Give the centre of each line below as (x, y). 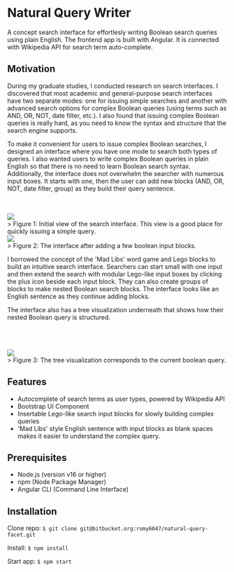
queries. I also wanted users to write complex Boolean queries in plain (108, 159)
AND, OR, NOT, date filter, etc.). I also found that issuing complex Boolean (114, 115)
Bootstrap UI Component (53, 406)
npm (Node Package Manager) (62, 482)
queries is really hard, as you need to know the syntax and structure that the (117, 123)
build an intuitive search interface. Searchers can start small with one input (115, 266)
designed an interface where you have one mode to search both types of (112, 151)
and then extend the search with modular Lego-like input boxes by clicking (115, 274)
